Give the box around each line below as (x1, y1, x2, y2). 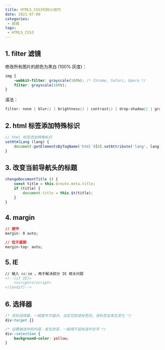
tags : (5, 26, 16, 31)
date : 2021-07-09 (5, 12, 41, 17)
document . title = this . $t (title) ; (23, 190, 93, 195)
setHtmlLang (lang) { (5, 139, 50, 144)
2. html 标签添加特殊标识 (5, 121, 80, 130)
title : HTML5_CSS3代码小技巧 (5, 7, 61, 12)
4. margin (5, 213, 35, 222)
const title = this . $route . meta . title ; (14, 181, 96, 186)
